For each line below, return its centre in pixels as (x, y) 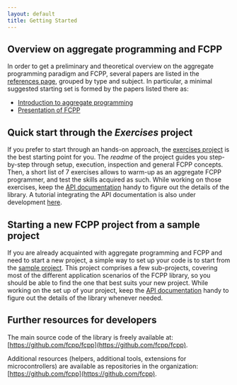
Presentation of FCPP (49, 110)
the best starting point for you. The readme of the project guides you (108, 157)
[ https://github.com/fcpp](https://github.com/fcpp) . (82, 374)
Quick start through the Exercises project (100, 132)
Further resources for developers (82, 320)
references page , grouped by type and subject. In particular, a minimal (110, 82)
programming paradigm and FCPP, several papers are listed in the (103, 74)
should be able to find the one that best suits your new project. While (108, 283)
